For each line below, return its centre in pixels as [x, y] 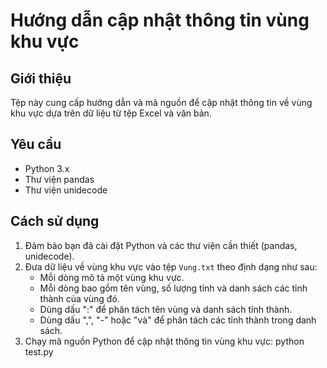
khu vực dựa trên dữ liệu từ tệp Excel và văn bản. [111, 113]
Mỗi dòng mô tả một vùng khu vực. [112, 277]
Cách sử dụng [55, 221]
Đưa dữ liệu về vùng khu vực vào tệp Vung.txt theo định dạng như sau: [171, 266]
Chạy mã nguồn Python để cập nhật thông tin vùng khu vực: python [164, 341]
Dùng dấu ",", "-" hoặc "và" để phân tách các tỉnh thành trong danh [178, 320]
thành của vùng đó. [79, 298]
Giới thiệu [41, 78]
